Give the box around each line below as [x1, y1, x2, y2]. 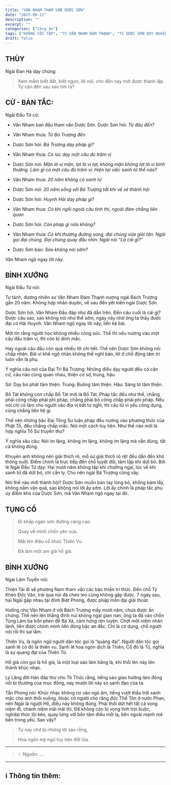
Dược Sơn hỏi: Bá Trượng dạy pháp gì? [12, 141, 94, 148]
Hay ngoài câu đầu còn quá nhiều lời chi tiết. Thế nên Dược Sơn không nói [5, 346, 161, 352]
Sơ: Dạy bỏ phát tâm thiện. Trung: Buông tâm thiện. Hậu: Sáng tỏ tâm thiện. [5, 381, 163, 387]
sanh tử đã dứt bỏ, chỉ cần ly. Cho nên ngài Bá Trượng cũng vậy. [5, 469, 140, 476]
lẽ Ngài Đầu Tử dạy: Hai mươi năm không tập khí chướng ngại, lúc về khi [5, 464, 156, 470]
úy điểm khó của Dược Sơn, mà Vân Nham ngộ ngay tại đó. [5, 490, 129, 496]
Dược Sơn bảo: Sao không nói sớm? [12, 246, 88, 253]
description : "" [5, 17, 40, 22]
